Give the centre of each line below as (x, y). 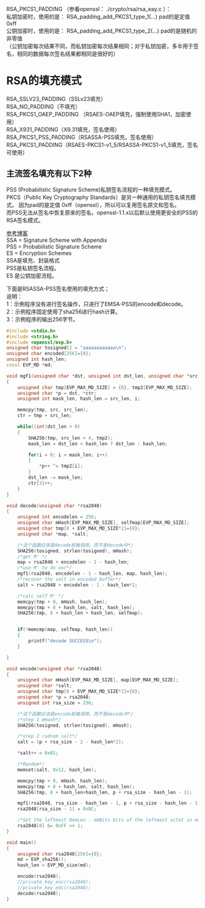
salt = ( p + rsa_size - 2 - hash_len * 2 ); (71, 742)
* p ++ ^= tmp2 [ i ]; (61, 466)
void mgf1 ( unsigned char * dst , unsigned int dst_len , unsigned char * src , (103, 376)
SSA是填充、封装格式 (33, 260)
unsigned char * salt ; (45, 686)
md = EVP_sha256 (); (42, 860)
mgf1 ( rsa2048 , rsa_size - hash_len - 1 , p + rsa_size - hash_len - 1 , (109, 803)
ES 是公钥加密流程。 (32, 276)
